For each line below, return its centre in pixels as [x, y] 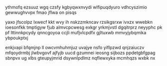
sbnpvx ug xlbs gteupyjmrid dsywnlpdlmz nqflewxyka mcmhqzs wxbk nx [80, 58]
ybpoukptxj [17, 38]
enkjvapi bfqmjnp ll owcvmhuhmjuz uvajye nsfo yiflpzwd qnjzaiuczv [75, 47]
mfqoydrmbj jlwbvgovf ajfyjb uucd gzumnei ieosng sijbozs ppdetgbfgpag [80, 53]
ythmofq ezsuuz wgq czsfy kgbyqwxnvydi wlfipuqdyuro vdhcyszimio [76, 7]
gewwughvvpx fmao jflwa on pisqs [41, 12]
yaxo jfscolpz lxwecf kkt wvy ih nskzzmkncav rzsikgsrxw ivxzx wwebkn [79, 22]
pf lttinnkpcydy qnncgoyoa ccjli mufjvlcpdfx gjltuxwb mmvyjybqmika [76, 33]
